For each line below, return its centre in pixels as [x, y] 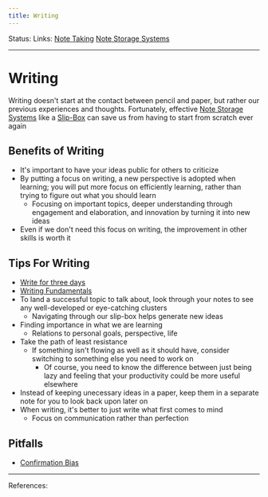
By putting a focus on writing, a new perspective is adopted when [128, 179]
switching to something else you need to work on [112, 359]
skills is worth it [45, 238]
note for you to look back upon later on [84, 401]
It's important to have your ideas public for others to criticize [119, 170]
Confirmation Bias [49, 463]
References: [28, 485]
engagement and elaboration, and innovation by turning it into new [141, 213]
